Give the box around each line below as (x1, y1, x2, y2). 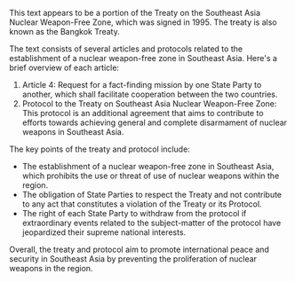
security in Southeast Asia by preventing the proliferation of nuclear (9, 254, 258, 264)
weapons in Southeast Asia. (21, 127, 124, 137)
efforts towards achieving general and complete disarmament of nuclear (21, 117, 287, 128)
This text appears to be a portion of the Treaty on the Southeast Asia (9, 8, 260, 18)
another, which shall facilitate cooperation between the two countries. (21, 89, 278, 99)
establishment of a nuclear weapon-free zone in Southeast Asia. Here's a (9, 53, 278, 63)
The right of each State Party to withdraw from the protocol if (21, 208, 247, 218)
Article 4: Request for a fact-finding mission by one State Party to (21, 80, 262, 90)
